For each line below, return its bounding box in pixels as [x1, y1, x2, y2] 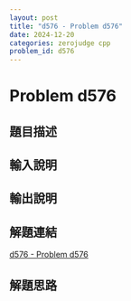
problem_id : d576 [9, 47, 75, 56]
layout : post [9, 13, 59, 23]
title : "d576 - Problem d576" [9, 22, 124, 31]
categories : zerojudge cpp [9, 38, 111, 48]
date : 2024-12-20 [9, 30, 75, 39]
